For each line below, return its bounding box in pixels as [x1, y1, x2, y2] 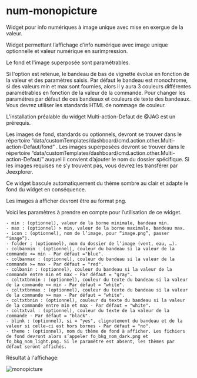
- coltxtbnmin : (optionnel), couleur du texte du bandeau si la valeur [6, 277, 188, 283]
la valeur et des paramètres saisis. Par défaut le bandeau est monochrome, [6, 77, 188, 84]
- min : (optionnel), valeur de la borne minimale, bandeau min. [6, 220, 169, 226]
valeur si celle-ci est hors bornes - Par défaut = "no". [6, 323, 151, 329]
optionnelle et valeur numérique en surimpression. [6, 47, 128, 54]
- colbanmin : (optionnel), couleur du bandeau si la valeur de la [6, 246, 175, 251]
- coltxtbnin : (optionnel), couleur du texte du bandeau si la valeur [6, 297, 185, 303]
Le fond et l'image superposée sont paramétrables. [6, 59, 131, 66]
